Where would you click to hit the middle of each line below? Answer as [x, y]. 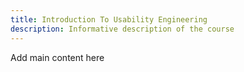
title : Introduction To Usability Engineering [109, 19]
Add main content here [57, 57]
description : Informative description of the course [122, 29]
